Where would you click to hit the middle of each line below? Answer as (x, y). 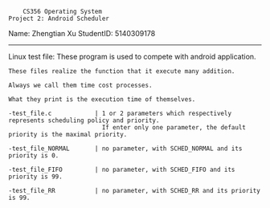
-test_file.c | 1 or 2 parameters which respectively (120, 113)
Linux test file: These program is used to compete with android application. (132, 57)
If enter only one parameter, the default (174, 128)
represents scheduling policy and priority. (84, 120)
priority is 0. (34, 156)
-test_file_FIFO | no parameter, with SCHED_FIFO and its (122, 169)
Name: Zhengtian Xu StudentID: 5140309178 (82, 33)
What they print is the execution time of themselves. (102, 100)
